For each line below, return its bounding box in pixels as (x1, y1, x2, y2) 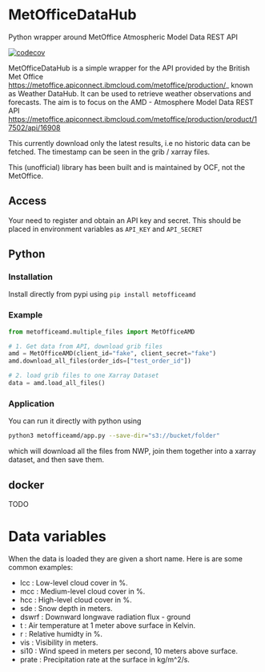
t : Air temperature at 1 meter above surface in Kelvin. (19, 620, 196, 630)
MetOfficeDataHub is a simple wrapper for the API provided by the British (8, 63, 251, 73)
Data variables (8, 528, 106, 546)
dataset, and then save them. (8, 455, 104, 464)
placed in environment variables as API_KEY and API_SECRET (8, 224, 203, 233)
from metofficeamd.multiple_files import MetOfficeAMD (8, 327, 195, 336)
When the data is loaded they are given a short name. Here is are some (8, 553, 243, 563)
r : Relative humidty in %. (19, 629, 102, 638)
